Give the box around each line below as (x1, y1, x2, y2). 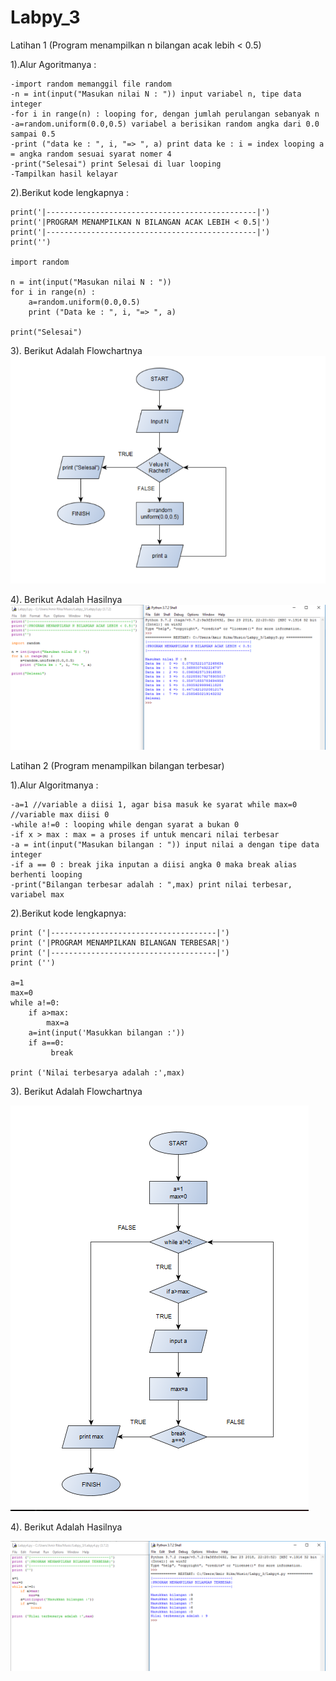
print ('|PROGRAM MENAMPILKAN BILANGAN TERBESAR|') (10, 937, 230, 948)
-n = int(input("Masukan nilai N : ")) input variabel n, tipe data (10, 89, 302, 99)
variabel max (10, 889, 65, 900)
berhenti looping (10, 869, 83, 880)
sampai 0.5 (10, 129, 56, 139)
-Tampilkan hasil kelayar (10, 169, 118, 179)
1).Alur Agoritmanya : (10, 58, 97, 70)
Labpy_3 (10, 6, 81, 29)
